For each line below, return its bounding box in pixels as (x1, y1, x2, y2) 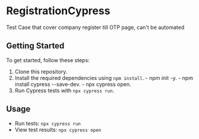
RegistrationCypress (6, 4, 110, 18)
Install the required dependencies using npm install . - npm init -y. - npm (14, 74, 193, 81)
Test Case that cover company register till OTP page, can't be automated (6, 24, 185, 31)
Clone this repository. (14, 68, 68, 75)
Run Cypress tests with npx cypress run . (14, 87, 115, 94)
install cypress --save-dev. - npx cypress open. (14, 80, 131, 88)
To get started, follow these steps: (6, 56, 90, 63)
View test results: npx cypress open (14, 126, 102, 133)
